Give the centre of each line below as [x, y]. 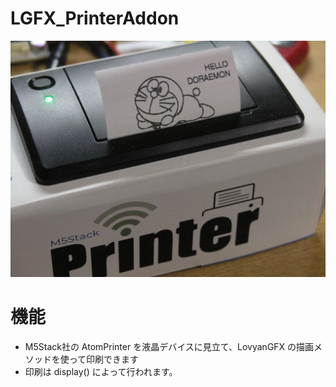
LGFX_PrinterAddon [95, 18]
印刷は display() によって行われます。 [101, 371]
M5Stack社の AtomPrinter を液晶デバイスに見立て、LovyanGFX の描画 [169, 346]
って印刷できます [104, 359]
